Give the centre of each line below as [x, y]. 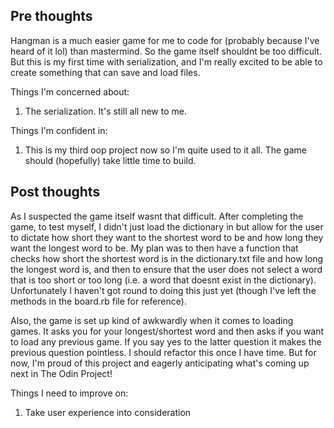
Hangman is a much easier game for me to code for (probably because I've [165, 40]
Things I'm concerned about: [70, 91]
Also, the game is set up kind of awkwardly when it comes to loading [152, 320]
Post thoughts [55, 192]
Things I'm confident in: [59, 130]
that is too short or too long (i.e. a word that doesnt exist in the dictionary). [163, 280]
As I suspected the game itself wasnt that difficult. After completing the [157, 216]
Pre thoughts [51, 16]
